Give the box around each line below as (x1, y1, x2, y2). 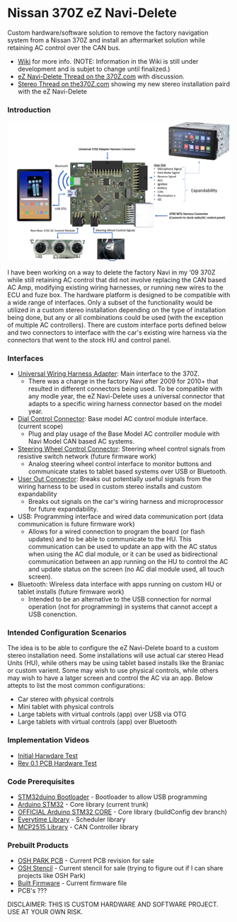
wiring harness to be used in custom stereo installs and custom (17, 483, 202, 491)
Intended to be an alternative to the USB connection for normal (28, 595, 212, 604)
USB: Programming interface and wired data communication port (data (17, 512, 224, 521)
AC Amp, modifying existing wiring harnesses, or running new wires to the (7, 283, 224, 292)
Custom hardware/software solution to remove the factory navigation (7, 28, 209, 37)
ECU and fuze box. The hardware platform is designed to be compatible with (7, 290, 231, 299)
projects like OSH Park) (17, 872, 86, 880)
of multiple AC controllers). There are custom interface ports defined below (7, 321, 227, 329)
